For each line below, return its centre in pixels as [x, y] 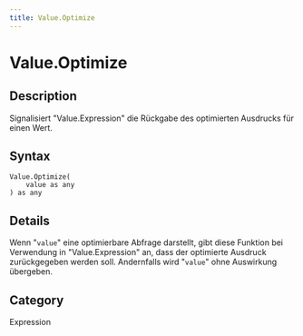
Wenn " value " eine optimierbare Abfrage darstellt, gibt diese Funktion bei [147, 242]
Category [37, 300]
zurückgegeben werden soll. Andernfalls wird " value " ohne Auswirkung [143, 262]
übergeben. [31, 272]
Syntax [30, 157]
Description [43, 96]
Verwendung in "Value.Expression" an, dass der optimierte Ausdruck [138, 252]
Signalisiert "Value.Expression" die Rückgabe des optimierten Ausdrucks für [152, 118]
